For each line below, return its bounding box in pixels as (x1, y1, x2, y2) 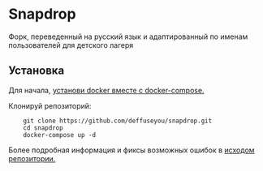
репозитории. (8, 153, 56, 163)
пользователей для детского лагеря (8, 40, 134, 49)
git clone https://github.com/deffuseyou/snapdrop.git (23, 117, 213, 125)
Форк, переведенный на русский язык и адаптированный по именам (8, 32, 248, 41)
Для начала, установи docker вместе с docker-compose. (8, 85, 205, 95)
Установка (8, 64, 65, 78)
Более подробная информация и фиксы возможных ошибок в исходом (8, 145, 255, 155)
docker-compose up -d (23, 130, 96, 139)
